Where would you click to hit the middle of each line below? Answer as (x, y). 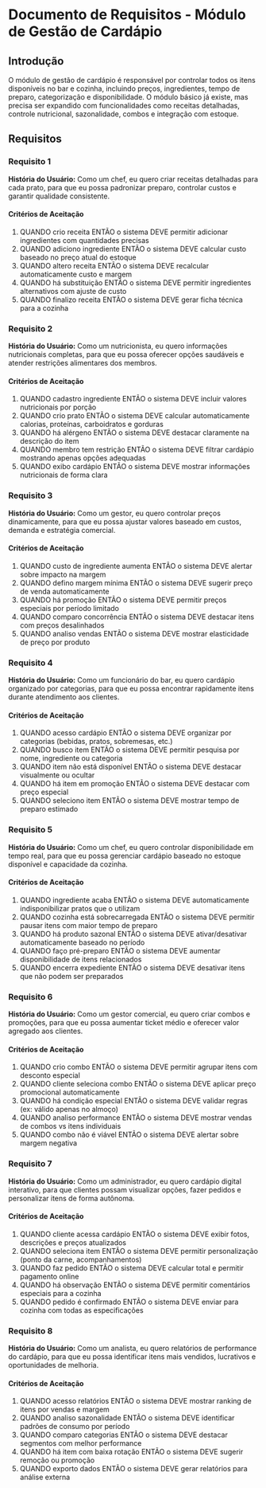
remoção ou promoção (57, 1460)
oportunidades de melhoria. (54, 1365)
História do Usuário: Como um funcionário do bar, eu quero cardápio (121, 680)
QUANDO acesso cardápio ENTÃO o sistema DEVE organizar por (125, 733)
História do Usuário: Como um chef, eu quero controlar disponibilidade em (131, 847)
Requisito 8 (31, 1330)
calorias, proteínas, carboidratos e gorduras (92, 425)
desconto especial (50, 1075)
